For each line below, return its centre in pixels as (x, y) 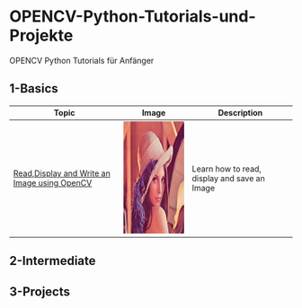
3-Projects (40, 291)
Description (240, 113)
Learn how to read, (227, 169)
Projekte (41, 35)
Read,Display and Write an (62, 173)
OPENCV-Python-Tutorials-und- (133, 17)
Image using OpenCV (53, 183)
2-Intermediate (53, 261)
